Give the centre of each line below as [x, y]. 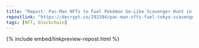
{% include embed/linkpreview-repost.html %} [63, 39]
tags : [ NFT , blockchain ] [37, 22]
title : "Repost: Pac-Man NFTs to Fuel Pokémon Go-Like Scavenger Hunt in [99, 11]
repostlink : [21, 17]
